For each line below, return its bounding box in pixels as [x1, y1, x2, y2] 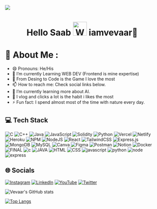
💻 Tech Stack [5, 116, 48, 124]
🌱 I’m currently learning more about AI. [12, 89, 90, 94]
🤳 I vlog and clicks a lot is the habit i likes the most [12, 94, 114, 100]
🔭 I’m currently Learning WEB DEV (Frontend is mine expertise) [12, 71, 139, 77]
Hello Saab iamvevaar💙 [26, 27, 138, 38]
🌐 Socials [5, 166, 35, 175]
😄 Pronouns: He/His [12, 66, 54, 71]
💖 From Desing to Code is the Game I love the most [12, 76, 115, 82]
